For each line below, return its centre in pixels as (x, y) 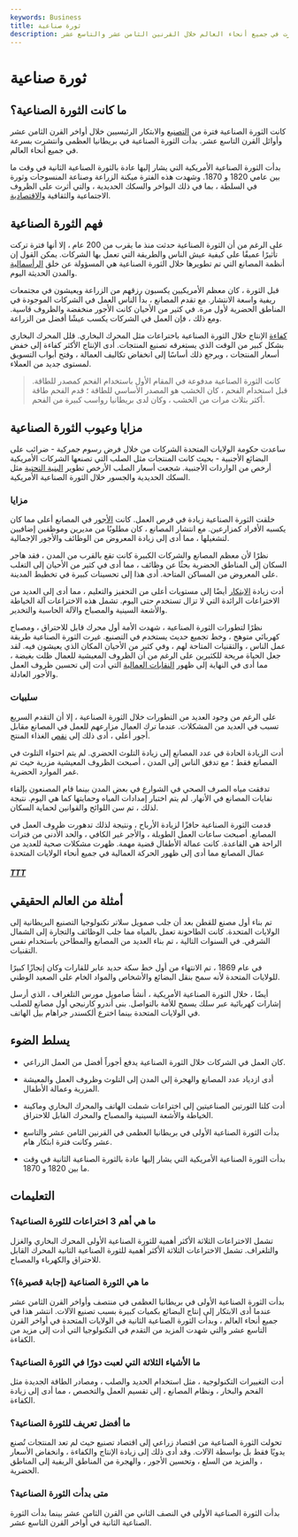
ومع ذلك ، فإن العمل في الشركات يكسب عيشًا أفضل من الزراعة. (116, 319)
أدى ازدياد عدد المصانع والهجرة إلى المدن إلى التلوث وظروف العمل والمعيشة (148, 1079)
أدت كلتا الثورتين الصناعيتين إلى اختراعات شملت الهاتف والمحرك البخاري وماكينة (154, 1105)
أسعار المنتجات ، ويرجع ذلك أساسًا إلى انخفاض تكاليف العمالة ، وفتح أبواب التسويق (145, 354)
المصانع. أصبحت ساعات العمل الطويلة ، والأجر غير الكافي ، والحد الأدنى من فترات (143, 834)
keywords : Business (46, 17)
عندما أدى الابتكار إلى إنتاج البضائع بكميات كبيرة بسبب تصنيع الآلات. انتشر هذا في (141, 1310)
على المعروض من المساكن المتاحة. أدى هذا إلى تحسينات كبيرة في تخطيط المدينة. (144, 574)
